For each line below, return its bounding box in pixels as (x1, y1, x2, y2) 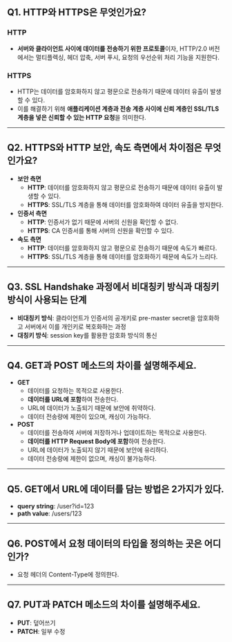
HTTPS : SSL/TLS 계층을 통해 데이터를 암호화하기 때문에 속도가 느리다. (27, 252, 218, 261)
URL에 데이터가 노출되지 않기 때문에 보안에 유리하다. (27, 446, 169, 455)
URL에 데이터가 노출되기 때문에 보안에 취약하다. (27, 404, 156, 412)
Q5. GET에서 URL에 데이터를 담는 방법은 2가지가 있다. (7, 483, 224, 495)
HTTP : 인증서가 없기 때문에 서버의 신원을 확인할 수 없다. (27, 217, 178, 226)
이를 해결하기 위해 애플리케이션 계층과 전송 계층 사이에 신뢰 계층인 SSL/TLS (17, 104, 220, 113)
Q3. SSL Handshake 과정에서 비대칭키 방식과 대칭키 (7, 281, 220, 293)
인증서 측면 (17, 209, 47, 217)
